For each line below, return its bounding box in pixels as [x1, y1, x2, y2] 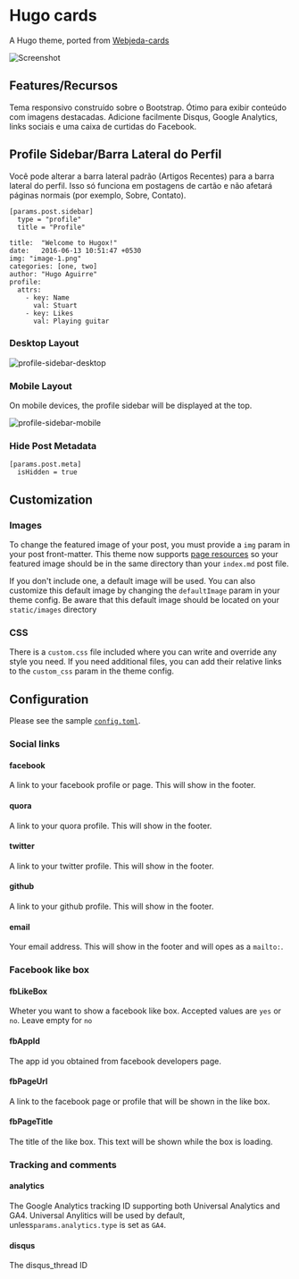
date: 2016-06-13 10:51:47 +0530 [9, 246, 142, 255]
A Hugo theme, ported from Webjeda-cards [9, 35, 170, 46]
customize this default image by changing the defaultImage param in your [9, 585, 280, 596]
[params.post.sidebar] [9, 207, 94, 216]
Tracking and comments [9, 1158, 118, 1171]
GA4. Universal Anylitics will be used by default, [9, 1210, 186, 1221]
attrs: [17, 285, 42, 294]
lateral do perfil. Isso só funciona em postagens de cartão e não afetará [9, 180, 273, 191]
